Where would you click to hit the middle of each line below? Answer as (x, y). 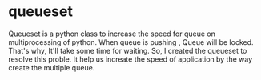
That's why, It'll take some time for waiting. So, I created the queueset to (128, 50)
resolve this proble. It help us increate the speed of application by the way (130, 59)
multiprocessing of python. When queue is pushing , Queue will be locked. (131, 42)
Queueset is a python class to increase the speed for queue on (112, 34)
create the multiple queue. (52, 67)
